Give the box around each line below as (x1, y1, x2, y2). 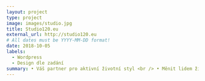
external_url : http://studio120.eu (6, 32, 97, 38)
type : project (6, 15, 43, 21)
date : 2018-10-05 (6, 43, 51, 49)
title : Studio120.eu (6, 26, 59, 32)
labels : (6, 49, 26, 55)
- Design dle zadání (12, 60, 64, 66)
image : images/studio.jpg (6, 20, 72, 26)
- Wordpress (12, 54, 43, 60)
